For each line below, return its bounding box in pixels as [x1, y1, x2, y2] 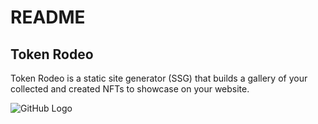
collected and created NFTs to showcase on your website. [10, 83, 250, 95]
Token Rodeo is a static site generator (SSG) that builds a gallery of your [10, 72, 308, 84]
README [10, 6, 86, 29]
